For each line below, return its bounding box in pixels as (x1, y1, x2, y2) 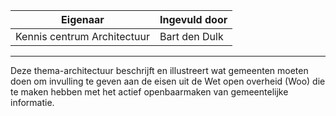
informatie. (10, 97, 55, 108)
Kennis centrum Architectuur (15, 30, 150, 43)
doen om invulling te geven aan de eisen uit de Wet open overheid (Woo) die (10, 75, 326, 87)
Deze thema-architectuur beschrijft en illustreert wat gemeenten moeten (10, 65, 309, 76)
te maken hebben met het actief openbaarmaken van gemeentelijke (10, 86, 289, 98)
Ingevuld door (159, 13, 228, 26)
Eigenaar (61, 13, 105, 26)
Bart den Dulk (159, 30, 224, 43)
